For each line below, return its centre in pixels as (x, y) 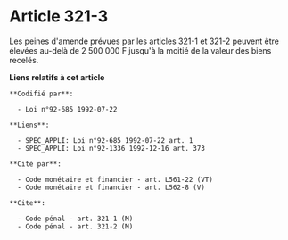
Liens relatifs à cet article (57, 77)
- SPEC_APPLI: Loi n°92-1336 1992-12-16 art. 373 (111, 148)
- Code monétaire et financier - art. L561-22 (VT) (115, 179)
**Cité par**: (36, 164)
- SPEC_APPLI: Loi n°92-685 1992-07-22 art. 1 (105, 140)
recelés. (24, 60)
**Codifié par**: (41, 94)
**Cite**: (28, 203)
